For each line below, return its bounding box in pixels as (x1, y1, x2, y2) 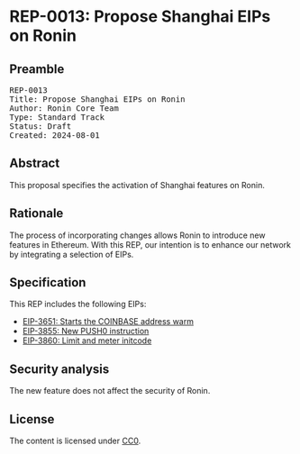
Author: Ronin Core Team (9, 104, 119, 113)
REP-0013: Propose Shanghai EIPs (9, 6, 271, 27)
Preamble (9, 61, 65, 77)
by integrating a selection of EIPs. (9, 249, 134, 259)
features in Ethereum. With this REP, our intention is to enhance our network (9, 239, 291, 250)
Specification (9, 275, 86, 290)
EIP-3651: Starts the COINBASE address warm (22, 316, 194, 327)
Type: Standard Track (9, 113, 105, 123)
